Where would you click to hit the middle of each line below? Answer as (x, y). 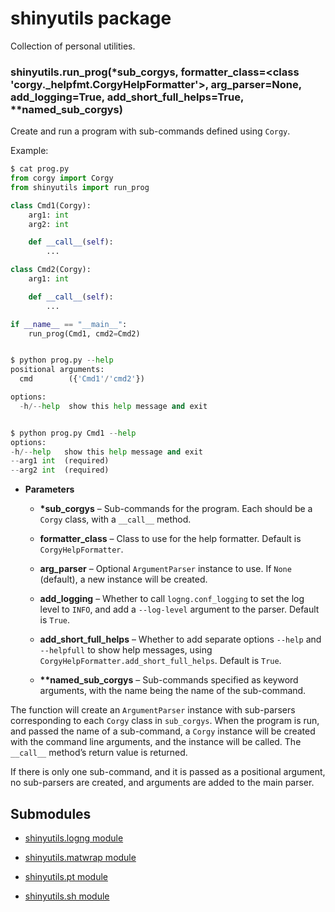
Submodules (51, 813)
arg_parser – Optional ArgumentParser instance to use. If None (165, 569)
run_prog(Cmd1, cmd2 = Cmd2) (84, 333)
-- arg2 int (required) (60, 470)
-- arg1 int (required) (60, 461)
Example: (29, 151)
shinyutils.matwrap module (80, 858)
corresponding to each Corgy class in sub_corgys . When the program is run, (165, 721)
